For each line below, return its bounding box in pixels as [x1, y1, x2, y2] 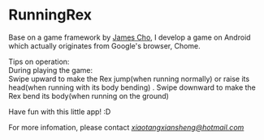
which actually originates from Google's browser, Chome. [8, 40, 201, 50]
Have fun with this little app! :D [8, 107, 111, 117]
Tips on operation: [8, 57, 70, 66]
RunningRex [8, 6, 92, 24]
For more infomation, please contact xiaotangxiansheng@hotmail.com [8, 122, 245, 132]
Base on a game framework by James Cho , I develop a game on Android [8, 32, 251, 42]
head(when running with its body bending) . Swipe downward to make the [8, 83, 256, 92]
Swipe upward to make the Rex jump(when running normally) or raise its [8, 74, 250, 83]
